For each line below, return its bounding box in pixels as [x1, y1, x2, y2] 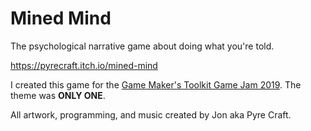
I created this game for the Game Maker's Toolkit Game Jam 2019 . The [10, 78, 302, 91]
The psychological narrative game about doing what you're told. [10, 40, 275, 52]
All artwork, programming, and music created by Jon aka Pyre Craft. [10, 108, 292, 121]
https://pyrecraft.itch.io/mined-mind [10, 59, 158, 71]
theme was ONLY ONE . [10, 89, 106, 101]
